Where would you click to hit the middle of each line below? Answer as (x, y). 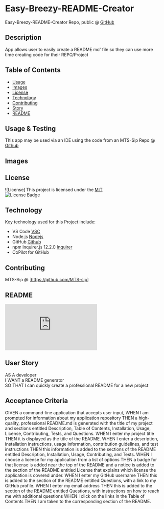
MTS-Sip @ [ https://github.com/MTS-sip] (47, 280)
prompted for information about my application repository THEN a (71, 418)
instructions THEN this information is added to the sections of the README (81, 449)
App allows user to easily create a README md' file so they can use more (79, 49)
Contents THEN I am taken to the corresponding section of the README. (78, 501)
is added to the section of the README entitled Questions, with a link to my (81, 480)
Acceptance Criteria (36, 401)
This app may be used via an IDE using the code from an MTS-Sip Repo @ (80, 140)
